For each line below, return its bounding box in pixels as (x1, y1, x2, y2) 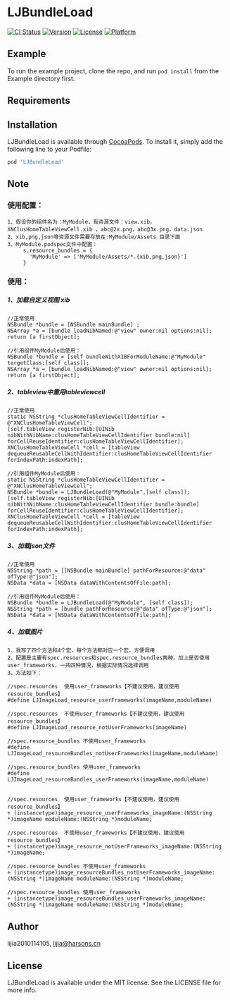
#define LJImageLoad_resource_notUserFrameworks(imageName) (7, 724, 188, 731)
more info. (7, 985, 37, 994)
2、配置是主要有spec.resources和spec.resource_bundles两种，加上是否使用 (7, 654, 210, 661)
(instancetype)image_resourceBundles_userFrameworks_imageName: (13, 895, 206, 903)
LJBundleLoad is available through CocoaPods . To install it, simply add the (7, 137, 224, 145)
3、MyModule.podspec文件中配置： (7, 240, 98, 248)
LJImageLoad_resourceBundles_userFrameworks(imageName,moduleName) (7, 776, 210, 783)
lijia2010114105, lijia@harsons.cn (7, 939, 101, 948)
